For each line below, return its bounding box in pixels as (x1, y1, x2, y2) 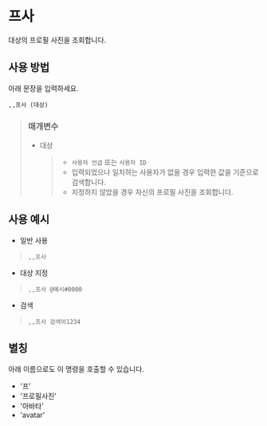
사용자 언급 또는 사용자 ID (71, 157, 147, 168)
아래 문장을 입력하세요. (8, 83, 79, 93)
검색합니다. (71, 177, 106, 187)
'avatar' (19, 410, 45, 420)
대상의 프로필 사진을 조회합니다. (8, 35, 107, 45)
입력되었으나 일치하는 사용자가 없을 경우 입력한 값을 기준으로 (71, 168, 259, 177)
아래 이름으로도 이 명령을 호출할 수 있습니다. (8, 364, 145, 373)
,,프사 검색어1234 (27, 318, 81, 325)
